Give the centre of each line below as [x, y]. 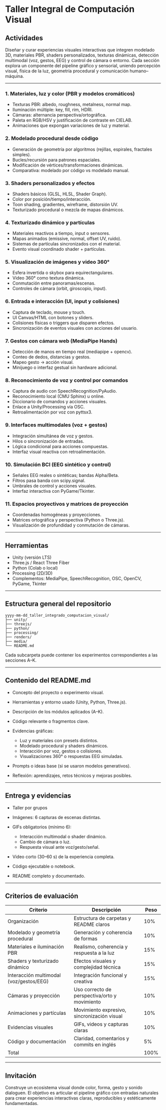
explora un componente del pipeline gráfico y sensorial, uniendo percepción [83, 66]
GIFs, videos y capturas [101, 1024]
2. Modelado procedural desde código [52, 138]
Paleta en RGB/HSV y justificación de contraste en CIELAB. [72, 120]
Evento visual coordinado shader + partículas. [59, 249]
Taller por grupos [30, 808]
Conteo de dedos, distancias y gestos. [51, 357]
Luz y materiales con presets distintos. [59, 740]
